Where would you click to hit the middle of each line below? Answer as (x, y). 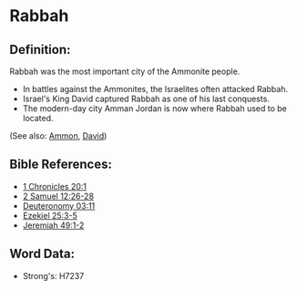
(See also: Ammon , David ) (58, 136)
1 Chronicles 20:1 (55, 186)
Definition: (40, 50)
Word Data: (42, 254)
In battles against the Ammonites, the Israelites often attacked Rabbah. (155, 89)
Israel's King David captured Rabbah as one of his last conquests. (146, 98)
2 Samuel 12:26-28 (58, 196)
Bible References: (61, 165)
